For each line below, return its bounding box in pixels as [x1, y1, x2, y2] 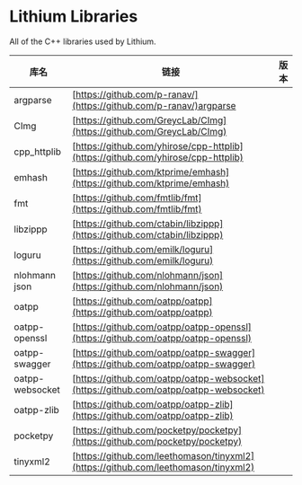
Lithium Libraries [9, 6, 138, 27]
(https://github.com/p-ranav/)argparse [71, 99, 236, 111]
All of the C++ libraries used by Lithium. [9, 36, 156, 47]
